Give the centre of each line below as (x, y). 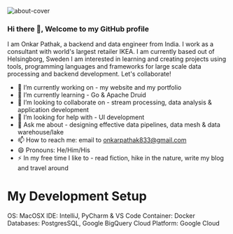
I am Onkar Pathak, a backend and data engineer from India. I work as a (111, 44)
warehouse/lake (41, 132)
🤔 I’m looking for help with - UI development (81, 117)
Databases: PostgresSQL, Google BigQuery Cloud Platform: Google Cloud (113, 223)
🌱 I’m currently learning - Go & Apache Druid (82, 95)
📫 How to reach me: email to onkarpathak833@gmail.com (102, 140)
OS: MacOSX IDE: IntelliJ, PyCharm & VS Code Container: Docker (101, 216)
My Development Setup (77, 197)
